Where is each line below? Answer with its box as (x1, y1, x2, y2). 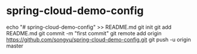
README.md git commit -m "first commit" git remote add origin (6, 29, 162, 36)
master (6, 42, 24, 49)
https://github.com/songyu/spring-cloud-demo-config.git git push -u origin (6, 36, 191, 43)
